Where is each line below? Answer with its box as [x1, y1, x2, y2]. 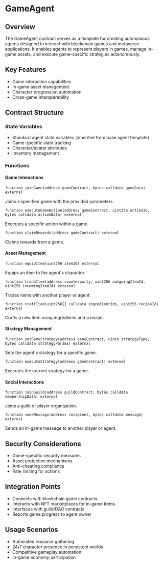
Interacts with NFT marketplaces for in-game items [12, 501, 115, 506]
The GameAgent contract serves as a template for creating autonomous [5, 35, 150, 41]
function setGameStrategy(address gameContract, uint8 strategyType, [5, 337, 150, 342]
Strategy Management [5, 326, 52, 332]
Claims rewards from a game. [5, 239, 65, 245]
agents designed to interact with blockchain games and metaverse [5, 41, 140, 47]
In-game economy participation [12, 554, 76, 560]
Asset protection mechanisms [12, 458, 72, 464]
